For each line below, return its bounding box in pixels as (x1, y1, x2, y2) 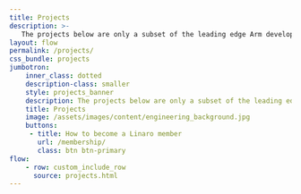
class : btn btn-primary (37, 146, 126, 155)
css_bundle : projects (9, 55, 90, 63)
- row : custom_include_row (25, 163, 126, 172)
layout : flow (9, 38, 58, 47)
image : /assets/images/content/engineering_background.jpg (25, 113, 251, 122)
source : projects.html (32, 171, 118, 180)
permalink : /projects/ (9, 46, 94, 55)
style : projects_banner (25, 88, 115, 97)
